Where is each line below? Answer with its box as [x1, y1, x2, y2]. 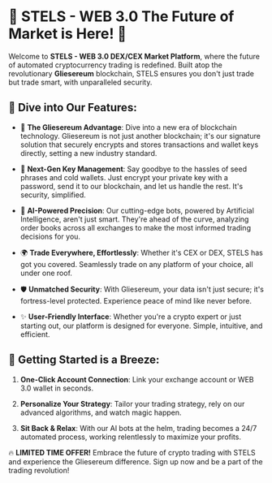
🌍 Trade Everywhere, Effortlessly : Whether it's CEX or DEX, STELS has [19, 248, 264, 257]
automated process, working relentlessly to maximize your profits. [19, 432, 242, 442]
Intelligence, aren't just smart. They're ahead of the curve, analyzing [19, 214, 249, 224]
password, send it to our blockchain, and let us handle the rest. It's [19, 181, 244, 191]
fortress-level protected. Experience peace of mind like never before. [19, 295, 252, 305]
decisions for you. [19, 231, 81, 241]
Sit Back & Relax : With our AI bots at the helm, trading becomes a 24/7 [19, 423, 257, 433]
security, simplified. [19, 190, 87, 200]
